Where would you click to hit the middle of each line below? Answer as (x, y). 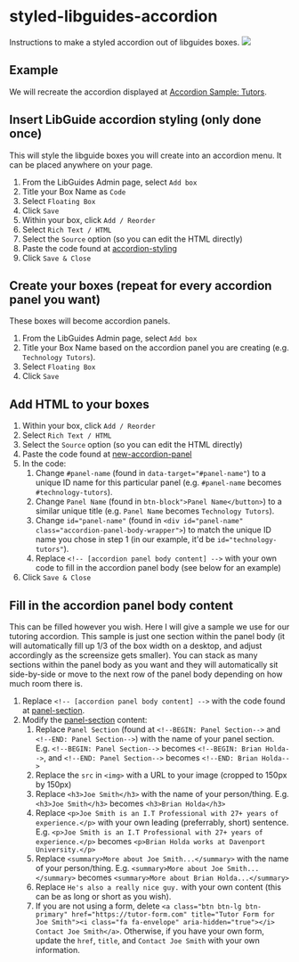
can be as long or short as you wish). (103, 896)
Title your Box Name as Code (74, 191)
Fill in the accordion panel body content (121, 605)
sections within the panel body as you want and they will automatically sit (144, 665)
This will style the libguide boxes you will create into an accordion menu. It (145, 155)
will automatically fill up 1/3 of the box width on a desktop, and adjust (136, 645)
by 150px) (53, 785)
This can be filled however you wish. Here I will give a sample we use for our (149, 627)
